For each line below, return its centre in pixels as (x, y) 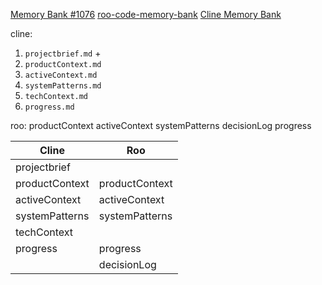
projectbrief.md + (63, 53)
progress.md (49, 107)
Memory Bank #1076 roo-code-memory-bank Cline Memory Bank (146, 14)
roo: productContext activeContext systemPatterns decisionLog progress (161, 125)
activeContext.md (61, 75)
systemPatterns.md (63, 86)
